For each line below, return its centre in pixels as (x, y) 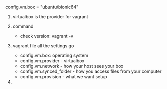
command (23, 26)
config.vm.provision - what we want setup (63, 77)
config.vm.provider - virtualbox (52, 61)
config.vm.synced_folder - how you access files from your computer (91, 71)
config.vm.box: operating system (54, 55)
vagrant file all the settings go (43, 46)
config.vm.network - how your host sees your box (72, 66)
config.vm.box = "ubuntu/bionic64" (42, 7)
